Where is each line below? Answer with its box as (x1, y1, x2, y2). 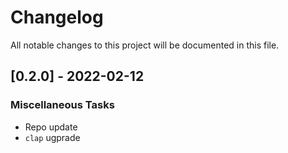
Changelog (10, 6, 104, 29)
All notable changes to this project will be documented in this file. (10, 39, 280, 51)
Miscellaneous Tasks (10, 98, 115, 112)
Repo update (24, 121, 78, 133)
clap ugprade (24, 131, 81, 143)
